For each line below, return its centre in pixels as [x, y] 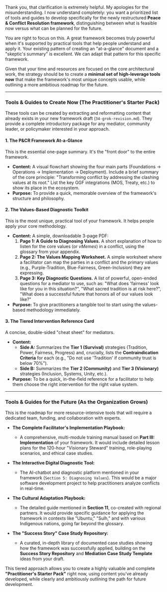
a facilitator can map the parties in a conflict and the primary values [89, 262]
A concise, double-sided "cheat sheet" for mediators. [60, 332]
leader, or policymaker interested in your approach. [58, 129]
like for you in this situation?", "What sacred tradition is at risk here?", [90, 289]
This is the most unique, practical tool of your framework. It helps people [80, 221]
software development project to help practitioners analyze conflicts [90, 483]
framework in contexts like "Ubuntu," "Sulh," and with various [83, 518]
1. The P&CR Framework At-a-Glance [44, 140]
